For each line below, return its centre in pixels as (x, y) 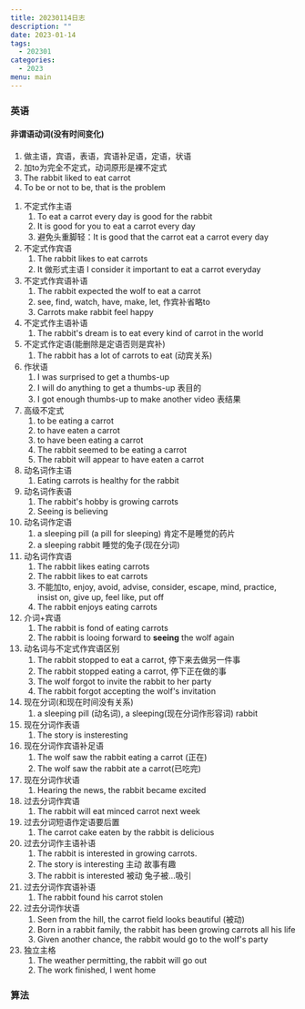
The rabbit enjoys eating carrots (97, 606)
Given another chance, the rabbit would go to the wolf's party (152, 939)
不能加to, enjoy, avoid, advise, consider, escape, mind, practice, (157, 586)
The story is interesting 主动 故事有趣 (107, 864)
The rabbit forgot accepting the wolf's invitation (127, 691)
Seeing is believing (72, 511)
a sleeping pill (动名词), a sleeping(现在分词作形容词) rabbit (147, 713)
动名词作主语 (47, 470)
